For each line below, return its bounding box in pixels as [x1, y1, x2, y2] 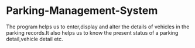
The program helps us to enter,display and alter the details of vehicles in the [6, 23, 190, 30]
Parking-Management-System [6, 4, 158, 17]
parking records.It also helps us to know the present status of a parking [6, 29, 179, 36]
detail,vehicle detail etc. [6, 35, 63, 42]
